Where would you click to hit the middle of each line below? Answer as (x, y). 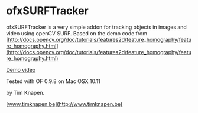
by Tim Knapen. (25, 92)
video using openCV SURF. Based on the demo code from (77, 33)
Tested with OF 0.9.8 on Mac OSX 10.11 (53, 81)
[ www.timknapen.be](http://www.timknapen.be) (64, 104)
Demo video (21, 69)
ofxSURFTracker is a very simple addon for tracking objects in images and (97, 27)
